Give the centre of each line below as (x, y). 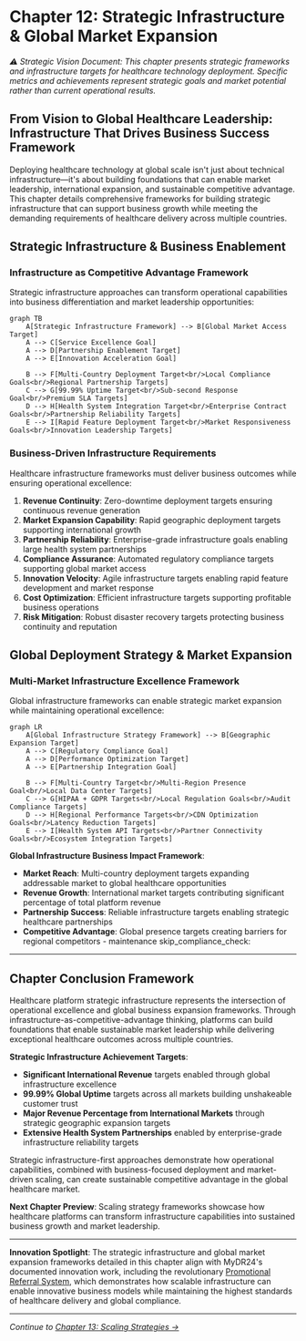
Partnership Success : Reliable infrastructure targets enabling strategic (156, 913)
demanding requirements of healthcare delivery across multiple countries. (148, 218)
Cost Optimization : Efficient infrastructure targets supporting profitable (157, 597)
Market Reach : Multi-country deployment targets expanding (136, 873)
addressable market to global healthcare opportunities (124, 883)
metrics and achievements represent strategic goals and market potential (148, 80)
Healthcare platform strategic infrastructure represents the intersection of (148, 1001)
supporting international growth (82, 530)
